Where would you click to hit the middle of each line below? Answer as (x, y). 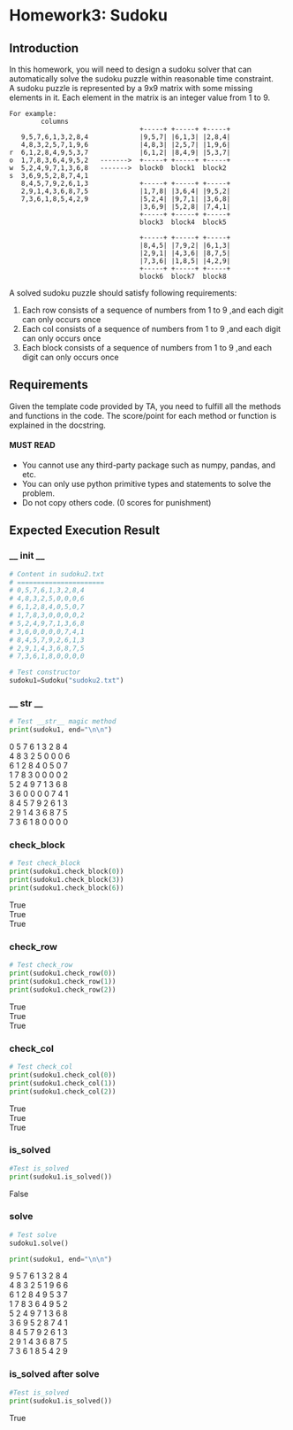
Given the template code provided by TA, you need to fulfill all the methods (145, 406)
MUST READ (32, 445)
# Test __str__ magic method (63, 722)
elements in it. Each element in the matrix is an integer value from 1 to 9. (140, 97)
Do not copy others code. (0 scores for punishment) (116, 503)
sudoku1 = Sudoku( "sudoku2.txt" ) (67, 681)
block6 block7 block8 (183, 276)
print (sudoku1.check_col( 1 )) (63, 1083)
